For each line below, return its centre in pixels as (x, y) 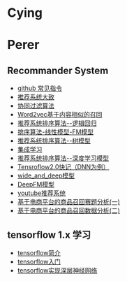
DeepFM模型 (36, 185)
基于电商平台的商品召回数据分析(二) (69, 210)
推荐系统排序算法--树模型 (54, 140)
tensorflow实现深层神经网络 (57, 270)
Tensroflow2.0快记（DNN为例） (63, 167)
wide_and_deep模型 (46, 175)
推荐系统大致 (36, 97)
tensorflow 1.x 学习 (49, 235)
